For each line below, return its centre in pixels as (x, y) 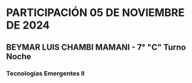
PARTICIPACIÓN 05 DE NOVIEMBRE (95, 13)
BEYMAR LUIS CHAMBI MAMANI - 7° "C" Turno (96, 47)
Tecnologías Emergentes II (45, 73)
